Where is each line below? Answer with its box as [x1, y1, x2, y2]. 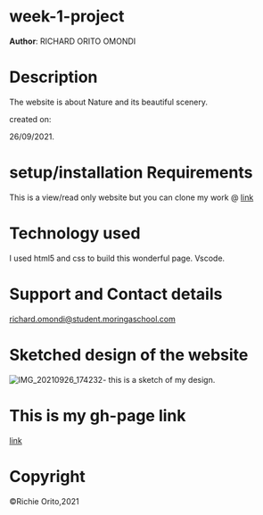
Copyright [9, 466, 86, 486]
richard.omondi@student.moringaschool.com [9, 313, 176, 324]
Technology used [9, 223, 141, 243]
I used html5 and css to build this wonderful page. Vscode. [9, 253, 226, 263]
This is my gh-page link [9, 405, 186, 426]
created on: [9, 113, 52, 124]
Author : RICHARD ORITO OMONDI [9, 36, 136, 46]
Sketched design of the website [9, 345, 249, 365]
